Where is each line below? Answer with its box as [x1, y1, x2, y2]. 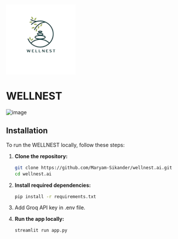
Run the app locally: [14, 216, 64, 223]
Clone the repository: [14, 152, 68, 159]
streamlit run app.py [14, 227, 67, 234]
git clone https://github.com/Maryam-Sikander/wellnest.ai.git [14, 165, 173, 170]
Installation [6, 126, 48, 136]
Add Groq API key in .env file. [14, 204, 86, 211]
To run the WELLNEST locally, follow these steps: [6, 141, 125, 148]
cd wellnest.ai [14, 171, 52, 177]
